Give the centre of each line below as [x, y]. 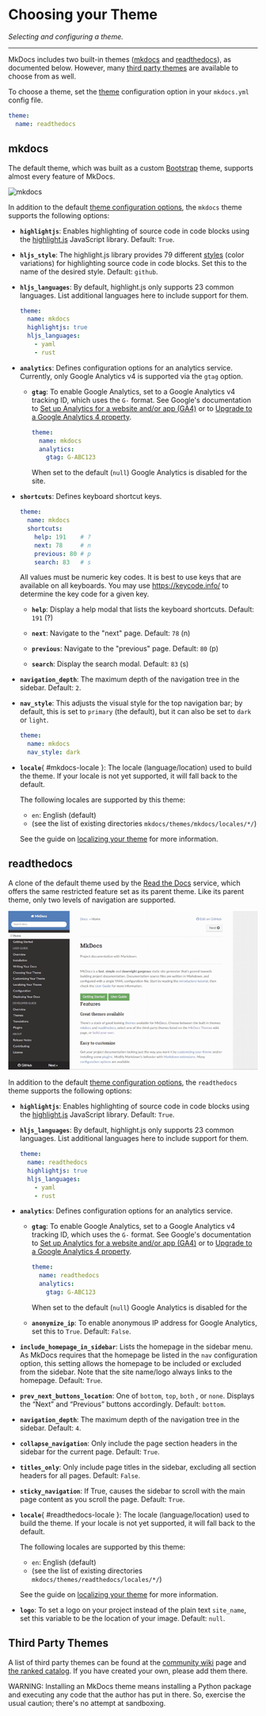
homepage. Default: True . [61, 1380]
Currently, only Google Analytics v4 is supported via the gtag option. [131, 376]
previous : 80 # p [63, 554]
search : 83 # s [63, 562]
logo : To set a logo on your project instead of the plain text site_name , [133, 1610]
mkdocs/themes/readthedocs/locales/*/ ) [97, 1579]
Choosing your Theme [83, 15]
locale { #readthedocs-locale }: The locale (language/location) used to [134, 1514]
